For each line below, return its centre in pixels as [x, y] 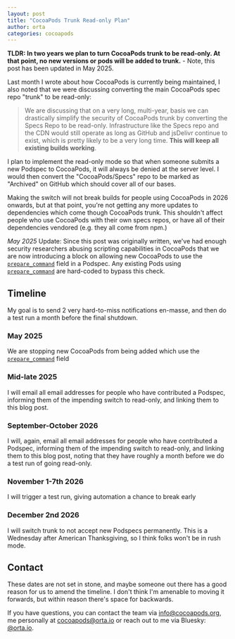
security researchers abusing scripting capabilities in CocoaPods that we [113, 249]
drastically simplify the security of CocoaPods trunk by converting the [126, 118]
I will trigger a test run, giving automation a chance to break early [102, 497]
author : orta [26, 27]
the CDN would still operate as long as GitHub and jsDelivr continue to [126, 133]
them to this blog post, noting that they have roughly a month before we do [116, 455]
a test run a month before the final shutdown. [73, 318]
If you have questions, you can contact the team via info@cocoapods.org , [114, 613]
